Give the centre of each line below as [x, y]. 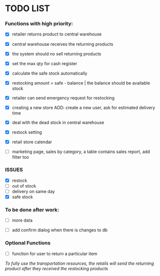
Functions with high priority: [39, 24]
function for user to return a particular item [55, 254]
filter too [21, 157]
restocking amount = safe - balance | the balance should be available [81, 83]
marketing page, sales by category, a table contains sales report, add [81, 152]
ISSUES [14, 170]
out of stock [24, 186]
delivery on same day [33, 191]
